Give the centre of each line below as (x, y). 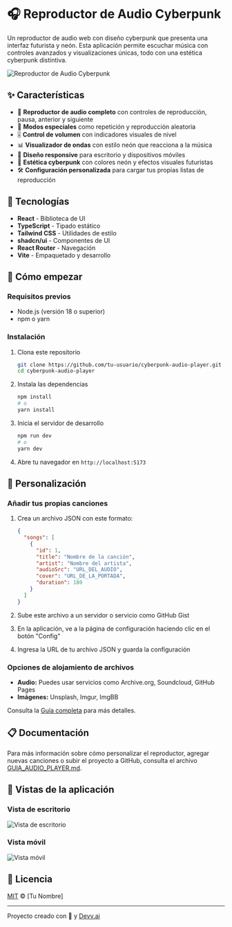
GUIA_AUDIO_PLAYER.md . (45, 768)
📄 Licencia (30, 880)
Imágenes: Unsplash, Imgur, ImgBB (68, 697)
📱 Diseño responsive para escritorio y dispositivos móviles (101, 154)
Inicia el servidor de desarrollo (60, 423)
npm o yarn (33, 319)
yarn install (36, 410)
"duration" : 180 (59, 583)
